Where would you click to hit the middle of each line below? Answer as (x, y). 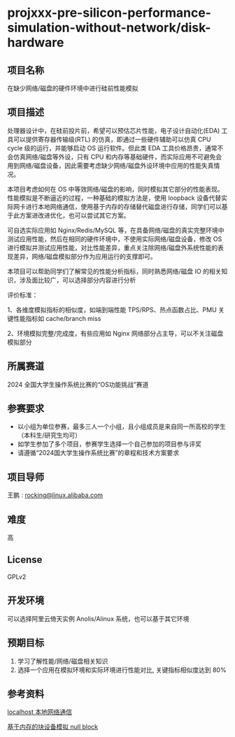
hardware (36, 43)
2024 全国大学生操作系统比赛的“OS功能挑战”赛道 (78, 384)
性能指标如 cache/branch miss (57, 318)
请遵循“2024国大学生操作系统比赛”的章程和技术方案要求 (98, 453)
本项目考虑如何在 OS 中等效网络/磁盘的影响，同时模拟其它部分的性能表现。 (115, 189)
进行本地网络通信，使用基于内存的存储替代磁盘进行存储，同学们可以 (123, 206)
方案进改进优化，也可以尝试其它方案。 (74, 215)
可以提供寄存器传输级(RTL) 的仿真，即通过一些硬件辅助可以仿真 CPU (112, 139)
